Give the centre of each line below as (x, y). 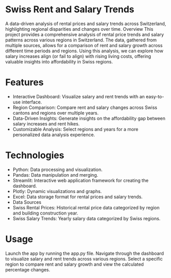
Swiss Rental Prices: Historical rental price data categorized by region (86, 207)
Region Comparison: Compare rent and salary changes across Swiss (85, 107)
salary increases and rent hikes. (46, 123)
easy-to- (155, 96)
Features (25, 82)
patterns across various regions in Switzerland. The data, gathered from (81, 40)
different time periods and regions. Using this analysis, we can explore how (84, 51)
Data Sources (27, 202)
